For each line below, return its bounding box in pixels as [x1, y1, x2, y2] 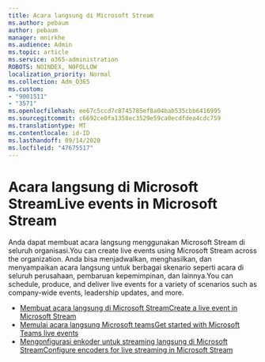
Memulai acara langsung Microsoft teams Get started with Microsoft [19, 320, 240, 330]
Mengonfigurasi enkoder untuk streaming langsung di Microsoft [19, 337, 228, 346]
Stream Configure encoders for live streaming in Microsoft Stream [19, 345, 233, 355]
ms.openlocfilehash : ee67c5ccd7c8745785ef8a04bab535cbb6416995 [8, 107, 221, 115]
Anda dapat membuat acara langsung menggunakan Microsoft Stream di [8, 238, 245, 247]
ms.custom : [8, 85, 44, 93]
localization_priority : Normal [8, 70, 112, 78]
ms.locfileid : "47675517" [8, 144, 93, 152]
